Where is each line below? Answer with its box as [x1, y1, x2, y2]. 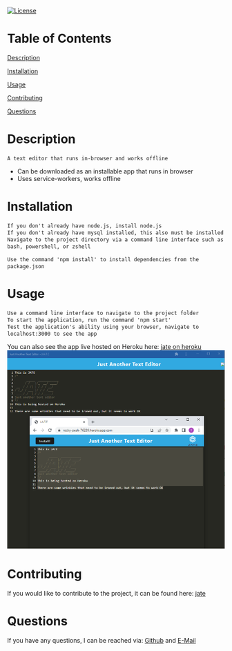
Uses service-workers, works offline [17, 174, 121, 182]
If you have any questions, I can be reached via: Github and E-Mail [7, 636, 196, 644]
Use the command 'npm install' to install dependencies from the [7, 256, 199, 263]
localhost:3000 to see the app [7, 330, 97, 337]
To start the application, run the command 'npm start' [7, 317, 171, 323]
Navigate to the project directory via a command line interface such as [7, 236, 224, 243]
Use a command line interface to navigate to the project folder [7, 310, 199, 317]
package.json [7, 263, 45, 270]
